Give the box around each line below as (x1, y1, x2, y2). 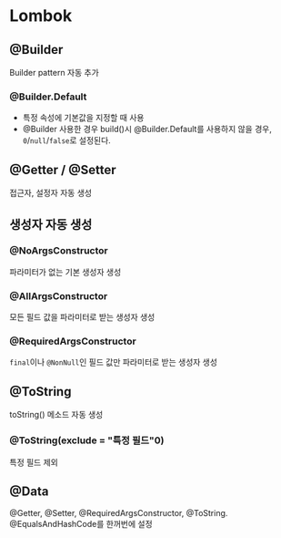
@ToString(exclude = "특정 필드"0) (9, 434, 165, 447)
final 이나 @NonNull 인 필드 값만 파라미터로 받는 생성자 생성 (9, 357, 218, 367)
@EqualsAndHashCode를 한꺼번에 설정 (9, 519, 153, 530)
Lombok (9, 5, 73, 26)
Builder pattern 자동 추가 (9, 67, 100, 78)
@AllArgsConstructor (9, 289, 108, 302)
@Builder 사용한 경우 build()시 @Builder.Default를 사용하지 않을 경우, (22, 124, 273, 135)
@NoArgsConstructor (9, 244, 109, 257)
